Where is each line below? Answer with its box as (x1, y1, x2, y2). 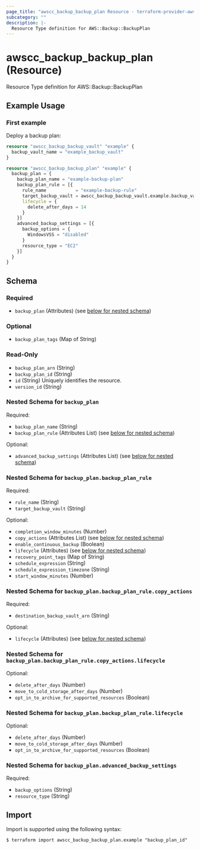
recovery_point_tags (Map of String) (14, 553, 105, 560)
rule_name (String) (14, 498, 60, 506)
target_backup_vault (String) (14, 505, 86, 512)
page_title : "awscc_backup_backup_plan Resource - (6, 8, 135, 15)
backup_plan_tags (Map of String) (14, 336, 97, 343)
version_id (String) (14, 383, 62, 390)
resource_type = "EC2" (21, 242, 79, 249)
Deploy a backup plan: (6, 132, 61, 139)
